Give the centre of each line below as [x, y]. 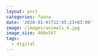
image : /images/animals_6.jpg [43, 28]
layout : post [22, 11]
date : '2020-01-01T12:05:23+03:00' [50, 22]
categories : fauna [28, 17]
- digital [23, 44]
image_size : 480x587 [31, 33]
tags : [13, 38]
